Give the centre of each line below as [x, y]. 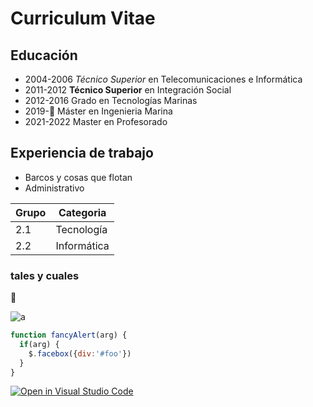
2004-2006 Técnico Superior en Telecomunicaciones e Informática [163, 79]
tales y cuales [45, 275]
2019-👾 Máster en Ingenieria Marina [98, 111]
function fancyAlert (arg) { [69, 335]
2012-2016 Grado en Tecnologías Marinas [111, 100]
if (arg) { [39, 344]
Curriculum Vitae [83, 18]
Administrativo [54, 188]
